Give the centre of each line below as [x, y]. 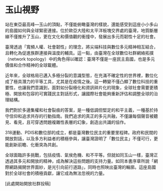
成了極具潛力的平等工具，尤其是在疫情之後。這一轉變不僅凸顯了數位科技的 [79, 81]
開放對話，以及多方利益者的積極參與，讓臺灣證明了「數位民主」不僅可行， [79, 139]
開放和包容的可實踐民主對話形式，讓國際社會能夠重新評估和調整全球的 [83, 93]
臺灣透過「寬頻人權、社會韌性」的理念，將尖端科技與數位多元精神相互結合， [81, 47]
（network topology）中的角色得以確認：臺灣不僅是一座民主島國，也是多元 [80, 59]
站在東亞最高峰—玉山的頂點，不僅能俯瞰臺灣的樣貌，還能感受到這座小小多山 [81, 24]
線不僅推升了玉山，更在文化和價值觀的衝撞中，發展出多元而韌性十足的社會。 [81, 36]
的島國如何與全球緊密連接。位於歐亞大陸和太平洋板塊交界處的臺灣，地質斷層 [81, 30]
